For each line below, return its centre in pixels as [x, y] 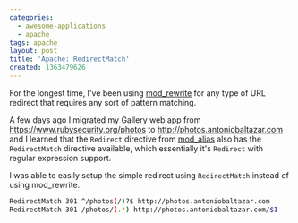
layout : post [34, 51]
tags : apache [34, 43]
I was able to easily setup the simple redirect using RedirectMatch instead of [149, 175]
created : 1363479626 [48, 68]
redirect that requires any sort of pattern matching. [103, 102]
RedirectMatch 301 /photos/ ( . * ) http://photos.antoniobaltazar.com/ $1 [144, 210]
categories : [31, 17]
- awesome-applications [61, 26]
